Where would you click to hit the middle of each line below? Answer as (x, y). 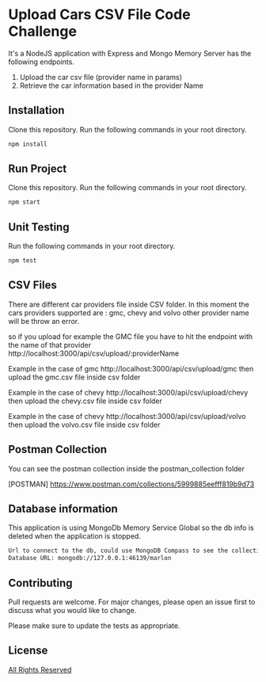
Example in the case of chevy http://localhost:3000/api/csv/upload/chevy (128, 392)
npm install (28, 144)
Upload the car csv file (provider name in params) (101, 77)
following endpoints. (42, 62)
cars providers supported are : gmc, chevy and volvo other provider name (129, 312)
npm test (23, 261)
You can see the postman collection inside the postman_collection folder (127, 468)
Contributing (40, 583)
